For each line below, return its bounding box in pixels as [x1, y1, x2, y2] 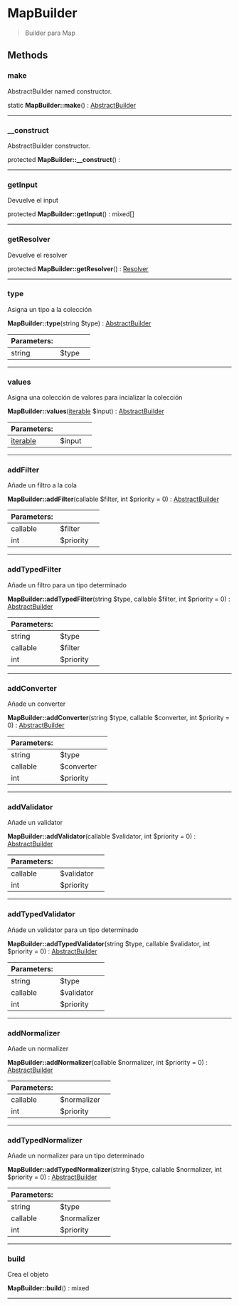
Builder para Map [24, 29, 76, 37]
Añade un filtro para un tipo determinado [7, 580, 127, 589]
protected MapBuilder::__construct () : [7, 155, 121, 163]
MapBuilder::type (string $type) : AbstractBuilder [7, 319, 152, 328]
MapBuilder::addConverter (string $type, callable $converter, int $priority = [7, 714, 230, 722]
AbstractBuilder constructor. [7, 141, 90, 150]
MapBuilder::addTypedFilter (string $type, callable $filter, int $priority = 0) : [7, 594, 230, 603]
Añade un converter [7, 699, 66, 708]
